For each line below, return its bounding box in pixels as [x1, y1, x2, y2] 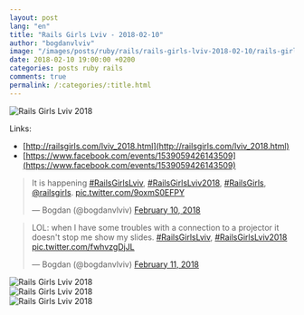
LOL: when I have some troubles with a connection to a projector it [31, 222, 280, 233]
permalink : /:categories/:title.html [9, 81, 152, 90]
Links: [9, 123, 32, 134]
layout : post [9, 13, 59, 23]
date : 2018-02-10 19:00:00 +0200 [9, 55, 136, 64]
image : [9, 47, 34, 56]
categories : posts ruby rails [9, 64, 124, 73]
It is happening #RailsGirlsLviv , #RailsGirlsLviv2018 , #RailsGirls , [31, 177, 267, 188]
